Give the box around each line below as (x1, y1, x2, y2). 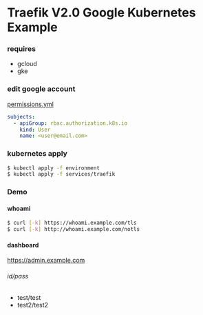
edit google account (7, 84, 76, 94)
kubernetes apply (7, 149, 67, 159)
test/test (17, 293, 41, 301)
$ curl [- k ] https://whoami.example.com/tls (7, 219, 137, 227)
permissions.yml (7, 100, 54, 108)
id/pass (7, 272, 29, 280)
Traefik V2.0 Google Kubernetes (7, 5, 196, 21)
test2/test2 (17, 301, 49, 309)
